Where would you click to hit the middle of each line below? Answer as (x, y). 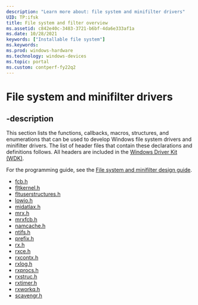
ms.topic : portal (28, 61)
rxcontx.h (27, 258)
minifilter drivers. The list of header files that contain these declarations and (99, 146)
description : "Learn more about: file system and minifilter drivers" (96, 12)
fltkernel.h (27, 188)
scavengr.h (29, 295)
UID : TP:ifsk (22, 17)
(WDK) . (15, 158)
